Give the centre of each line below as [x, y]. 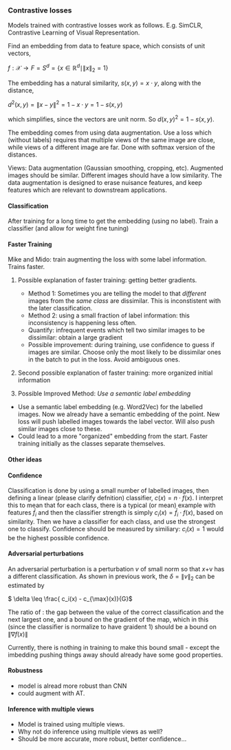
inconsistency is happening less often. [82, 323]
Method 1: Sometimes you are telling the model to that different [117, 294]
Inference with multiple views [51, 709]
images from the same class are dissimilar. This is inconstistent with [124, 301]
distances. [22, 155]
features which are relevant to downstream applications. [88, 190]
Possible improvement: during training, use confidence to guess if [121, 345]
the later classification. [60, 308]
